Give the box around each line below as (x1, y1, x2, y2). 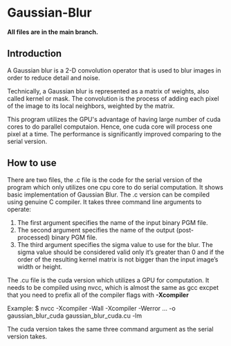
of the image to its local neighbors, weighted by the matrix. (7, 102, 175, 110)
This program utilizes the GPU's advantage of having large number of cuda (7, 115, 221, 123)
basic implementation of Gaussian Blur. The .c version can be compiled (7, 190, 210, 199)
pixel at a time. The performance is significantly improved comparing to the (7, 129, 221, 138)
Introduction (7, 48, 62, 60)
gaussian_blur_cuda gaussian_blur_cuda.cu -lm (7, 311, 142, 320)
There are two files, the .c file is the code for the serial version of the (7, 175, 203, 184)
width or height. (17, 262, 63, 271)
